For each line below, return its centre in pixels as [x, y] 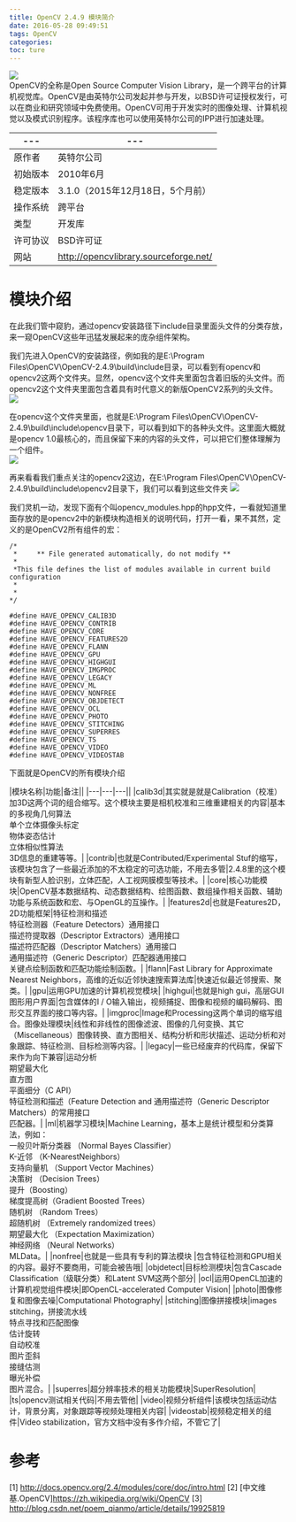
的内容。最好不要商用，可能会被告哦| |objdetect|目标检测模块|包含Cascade [146, 1267]
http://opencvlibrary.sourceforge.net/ [135, 257]
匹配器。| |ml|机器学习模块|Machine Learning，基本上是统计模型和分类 [138, 1124]
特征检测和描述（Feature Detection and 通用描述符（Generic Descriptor [139, 1102]
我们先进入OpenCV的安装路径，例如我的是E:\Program [107, 356]
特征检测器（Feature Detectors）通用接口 [85, 925]
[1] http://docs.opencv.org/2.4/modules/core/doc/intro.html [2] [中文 [134, 1487]
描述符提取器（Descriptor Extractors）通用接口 [95, 935]
